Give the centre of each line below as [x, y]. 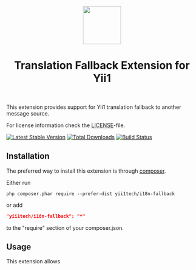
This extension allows [33, 261]
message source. [28, 113]
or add [15, 205]
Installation [28, 156]
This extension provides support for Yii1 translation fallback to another [94, 107]
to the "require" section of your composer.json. [65, 227]
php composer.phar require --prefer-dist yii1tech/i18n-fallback [90, 194]
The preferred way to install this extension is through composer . [86, 171]
